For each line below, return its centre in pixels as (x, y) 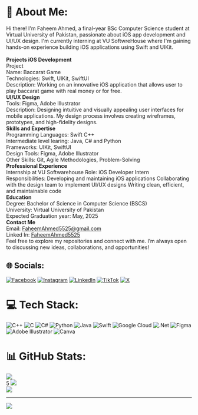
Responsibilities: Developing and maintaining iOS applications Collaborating (98, 178)
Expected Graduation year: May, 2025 (52, 216)
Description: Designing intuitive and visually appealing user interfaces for (95, 109)
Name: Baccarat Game (34, 72)
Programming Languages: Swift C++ (50, 134)
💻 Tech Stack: (42, 305)
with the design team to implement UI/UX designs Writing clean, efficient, (95, 184)
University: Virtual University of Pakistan (55, 210)
